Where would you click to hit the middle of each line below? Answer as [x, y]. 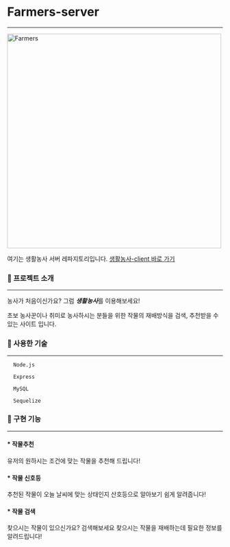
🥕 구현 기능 [24, 419]
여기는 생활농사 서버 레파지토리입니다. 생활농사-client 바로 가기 [91, 259]
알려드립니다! [25, 537]
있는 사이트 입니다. [32, 324]
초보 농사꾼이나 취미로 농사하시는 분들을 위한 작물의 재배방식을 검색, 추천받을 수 [113, 316]
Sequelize [27, 401]
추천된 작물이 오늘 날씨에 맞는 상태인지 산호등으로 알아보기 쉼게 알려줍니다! [107, 494]
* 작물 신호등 [24, 478]
